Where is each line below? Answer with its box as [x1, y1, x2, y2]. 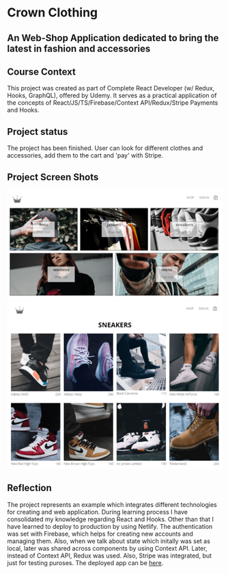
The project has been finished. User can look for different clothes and [7, 144, 203, 152]
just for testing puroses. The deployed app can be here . [7, 558, 164, 566]
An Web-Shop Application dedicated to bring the [7, 32, 219, 44]
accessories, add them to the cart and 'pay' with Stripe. [7, 151, 164, 160]
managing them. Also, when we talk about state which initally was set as [7, 536, 210, 545]
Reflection [7, 482, 53, 494]
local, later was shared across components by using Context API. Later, [7, 544, 208, 552]
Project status [7, 125, 68, 138]
